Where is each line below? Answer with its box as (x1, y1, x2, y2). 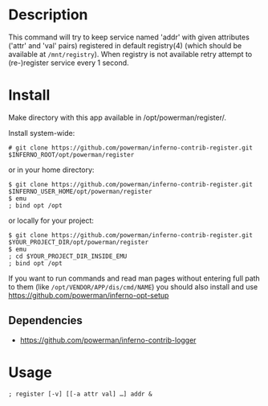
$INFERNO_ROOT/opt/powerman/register (8, 150, 135, 158)
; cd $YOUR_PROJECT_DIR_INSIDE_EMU (8, 252, 128, 260)
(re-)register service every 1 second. (8, 58, 130, 68)
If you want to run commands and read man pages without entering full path (8, 273, 261, 283)
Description (8, 6, 88, 24)
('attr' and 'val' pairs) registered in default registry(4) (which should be (8, 40, 242, 50)
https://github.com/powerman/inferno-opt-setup (8, 290, 169, 300)
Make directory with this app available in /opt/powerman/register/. (8, 113, 227, 122)
